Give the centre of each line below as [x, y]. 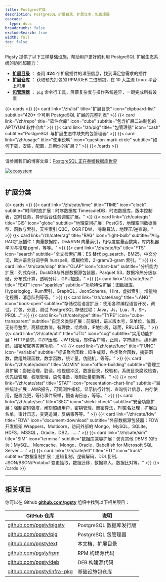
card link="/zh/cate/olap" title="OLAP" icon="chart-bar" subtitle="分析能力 [82, 266]
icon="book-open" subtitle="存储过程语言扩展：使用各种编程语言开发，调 [80, 303]
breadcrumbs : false [25, 28]
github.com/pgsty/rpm [34, 553]
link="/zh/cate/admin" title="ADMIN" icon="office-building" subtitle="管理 [81, 364]
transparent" [18, 321]
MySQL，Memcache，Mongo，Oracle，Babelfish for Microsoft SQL [83, 445]
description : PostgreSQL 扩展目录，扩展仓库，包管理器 [58, 14]
